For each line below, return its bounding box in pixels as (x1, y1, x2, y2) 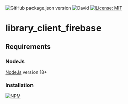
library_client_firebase (5, 23, 102, 34)
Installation (5, 81, 34, 88)
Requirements (5, 42, 51, 51)
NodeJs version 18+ (5, 69, 47, 75)
